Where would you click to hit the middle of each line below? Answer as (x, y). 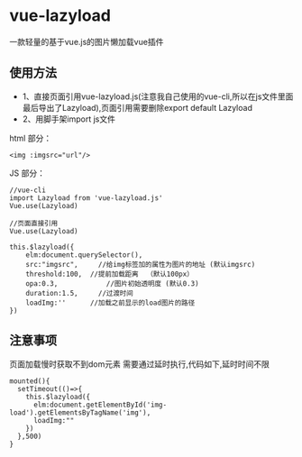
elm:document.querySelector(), (84, 255)
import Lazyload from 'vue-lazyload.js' (87, 198)
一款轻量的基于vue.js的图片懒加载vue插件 (87, 41)
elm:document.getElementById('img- (100, 405)
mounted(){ (30, 381)
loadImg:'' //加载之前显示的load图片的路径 (110, 303)
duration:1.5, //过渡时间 (79, 293)
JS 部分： (27, 173)
